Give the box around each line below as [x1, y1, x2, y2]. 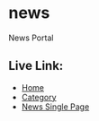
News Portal [8, 32, 54, 43]
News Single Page [21, 101, 90, 112]
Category [21, 91, 57, 102]
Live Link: [8, 58, 64, 73]
